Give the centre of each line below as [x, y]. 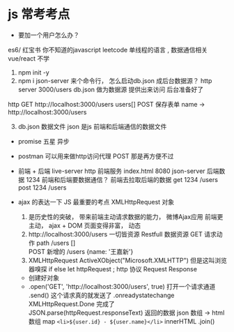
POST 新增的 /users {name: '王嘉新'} [81, 251]
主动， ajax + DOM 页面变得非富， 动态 [85, 225]
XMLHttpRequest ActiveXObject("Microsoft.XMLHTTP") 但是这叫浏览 [127, 260]
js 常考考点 [39, 14]
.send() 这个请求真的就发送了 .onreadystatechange [101, 295]
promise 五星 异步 [44, 141]
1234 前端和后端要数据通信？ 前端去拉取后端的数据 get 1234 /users [122, 179]
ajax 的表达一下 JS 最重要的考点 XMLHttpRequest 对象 [96, 202]
